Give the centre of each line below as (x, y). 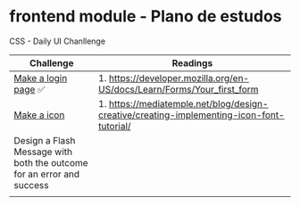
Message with (43, 152)
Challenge (52, 62)
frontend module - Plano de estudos (146, 16)
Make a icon (39, 115)
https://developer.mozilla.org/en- (179, 78)
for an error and (47, 174)
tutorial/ (114, 126)
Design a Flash (45, 140)
